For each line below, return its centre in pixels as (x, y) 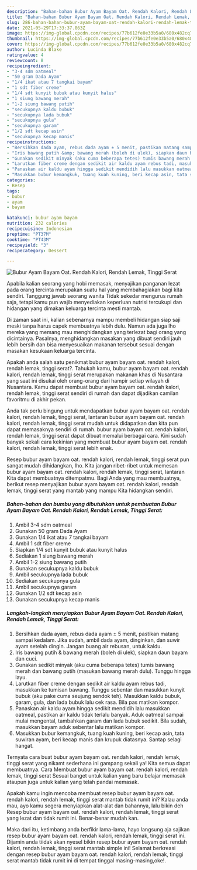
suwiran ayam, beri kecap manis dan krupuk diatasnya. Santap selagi (98, 740)
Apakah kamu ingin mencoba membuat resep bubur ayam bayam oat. (91, 793)
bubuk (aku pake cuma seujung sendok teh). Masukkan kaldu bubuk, (98, 696)
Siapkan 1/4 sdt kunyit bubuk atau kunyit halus (71, 550)
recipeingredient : (29, 66)
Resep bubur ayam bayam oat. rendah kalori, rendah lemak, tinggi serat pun (98, 459)
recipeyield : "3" (28, 245)
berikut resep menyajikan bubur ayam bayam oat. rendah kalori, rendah (93, 484)
